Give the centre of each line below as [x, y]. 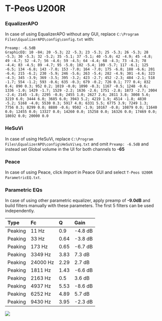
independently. [20, 211]
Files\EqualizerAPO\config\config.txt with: [50, 39]
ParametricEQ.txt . [23, 177]
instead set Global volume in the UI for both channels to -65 [65, 149]
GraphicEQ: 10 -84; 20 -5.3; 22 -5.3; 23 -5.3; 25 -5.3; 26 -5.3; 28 [77, 52]
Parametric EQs [24, 190]
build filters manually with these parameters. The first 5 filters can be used [80, 206]
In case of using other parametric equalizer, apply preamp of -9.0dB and [78, 201]
